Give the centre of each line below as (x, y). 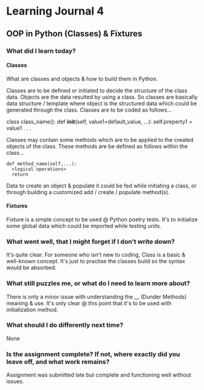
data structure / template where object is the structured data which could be (102, 103)
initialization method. (32, 309)
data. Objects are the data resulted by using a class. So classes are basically (102, 97)
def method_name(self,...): (42, 164)
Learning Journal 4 (55, 11)
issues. (15, 382)
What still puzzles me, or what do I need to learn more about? (98, 283)
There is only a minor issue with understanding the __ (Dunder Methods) (97, 297)
